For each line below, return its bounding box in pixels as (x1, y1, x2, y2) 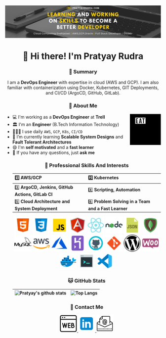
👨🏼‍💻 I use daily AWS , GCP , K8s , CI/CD (12, 128, 83, 134)
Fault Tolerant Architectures (12, 139, 72, 145)
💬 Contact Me (70, 303, 104, 310)
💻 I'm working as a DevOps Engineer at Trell (12, 114, 105, 120)
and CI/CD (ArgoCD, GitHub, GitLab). (45, 90, 121, 96)
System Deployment (14, 205, 58, 211)
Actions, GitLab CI (14, 191, 53, 197)
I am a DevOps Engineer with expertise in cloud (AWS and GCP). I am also (7, 80, 159, 86)
